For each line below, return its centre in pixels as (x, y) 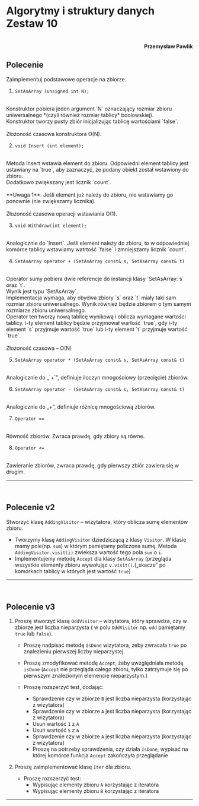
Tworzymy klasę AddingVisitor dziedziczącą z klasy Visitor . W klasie (100, 539)
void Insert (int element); (49, 146)
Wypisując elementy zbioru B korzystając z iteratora (96, 791)
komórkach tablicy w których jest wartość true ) (73, 571)
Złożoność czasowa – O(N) (39, 348)
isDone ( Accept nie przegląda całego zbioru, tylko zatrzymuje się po (106, 669)
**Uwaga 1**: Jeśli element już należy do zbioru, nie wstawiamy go (90, 195)
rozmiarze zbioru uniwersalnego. (46, 310)
